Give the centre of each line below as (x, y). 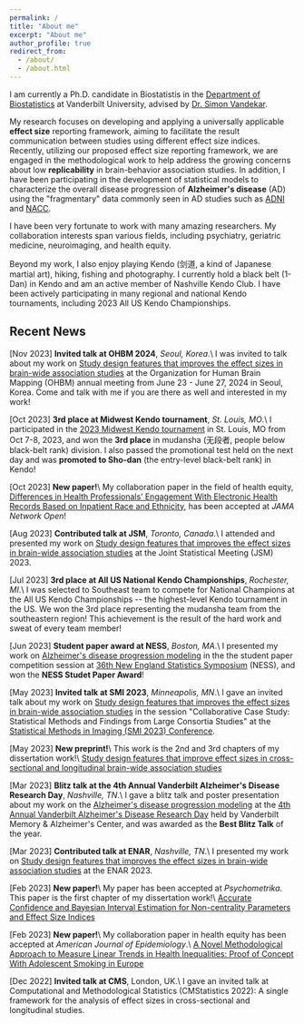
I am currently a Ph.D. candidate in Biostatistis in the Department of (135, 94)
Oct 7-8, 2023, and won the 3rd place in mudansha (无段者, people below (147, 439)
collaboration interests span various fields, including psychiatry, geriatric (145, 235)
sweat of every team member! (66, 628)
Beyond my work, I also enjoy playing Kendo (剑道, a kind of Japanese (141, 263)
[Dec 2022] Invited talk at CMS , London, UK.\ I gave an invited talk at (139, 980)
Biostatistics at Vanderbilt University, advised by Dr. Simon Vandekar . (138, 103)
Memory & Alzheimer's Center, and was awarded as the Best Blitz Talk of (147, 823)
